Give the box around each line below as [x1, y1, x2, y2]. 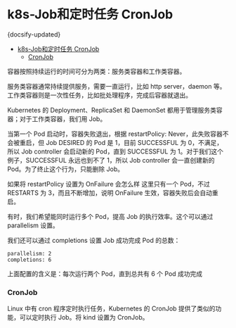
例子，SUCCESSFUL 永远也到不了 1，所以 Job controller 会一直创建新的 [7, 156, 216, 164]
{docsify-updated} [7, 30, 61, 39]
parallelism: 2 [7, 250, 52, 257]
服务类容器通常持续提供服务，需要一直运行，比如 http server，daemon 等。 [7, 82, 226, 90]
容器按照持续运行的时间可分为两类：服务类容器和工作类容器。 [7, 67, 186, 75]
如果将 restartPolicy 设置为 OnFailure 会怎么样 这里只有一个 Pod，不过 [7, 179, 211, 188]
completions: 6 [7, 256, 52, 263]
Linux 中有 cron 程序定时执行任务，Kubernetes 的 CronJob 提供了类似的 [7, 304, 216, 313]
